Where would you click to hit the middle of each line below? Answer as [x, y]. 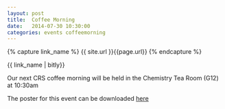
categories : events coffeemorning [57, 32]
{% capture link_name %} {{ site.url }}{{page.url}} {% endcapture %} [105, 52]
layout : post [26, 13]
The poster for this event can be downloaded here [78, 99]
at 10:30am [23, 85]
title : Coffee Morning [41, 20]
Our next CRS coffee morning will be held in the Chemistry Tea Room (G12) [113, 78]
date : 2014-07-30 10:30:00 [49, 26]
